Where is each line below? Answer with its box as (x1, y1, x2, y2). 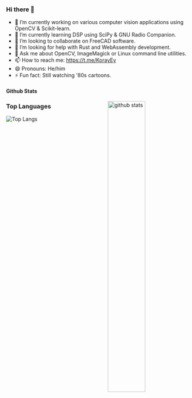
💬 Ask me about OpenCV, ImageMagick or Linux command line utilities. (14, 50, 187, 57)
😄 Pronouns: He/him (14, 65, 66, 73)
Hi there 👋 (6, 5, 35, 14)
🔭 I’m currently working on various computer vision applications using (14, 19, 184, 26)
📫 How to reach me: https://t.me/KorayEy (14, 57, 116, 64)
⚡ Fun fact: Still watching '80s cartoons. (14, 72, 112, 79)
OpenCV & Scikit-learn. (14, 25, 71, 32)
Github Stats (6, 87, 38, 94)
